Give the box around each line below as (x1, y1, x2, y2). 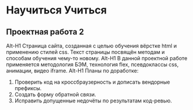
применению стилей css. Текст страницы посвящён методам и (6, 49, 165, 56)
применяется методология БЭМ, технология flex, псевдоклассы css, (6, 61, 179, 68)
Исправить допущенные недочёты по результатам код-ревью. (14, 97, 172, 104)
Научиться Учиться (6, 4, 107, 17)
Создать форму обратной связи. (14, 91, 97, 98)
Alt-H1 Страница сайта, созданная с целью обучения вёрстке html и (6, 42, 177, 49)
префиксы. (14, 85, 42, 91)
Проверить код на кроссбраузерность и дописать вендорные (14, 78, 170, 85)
